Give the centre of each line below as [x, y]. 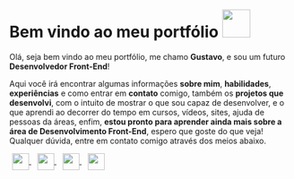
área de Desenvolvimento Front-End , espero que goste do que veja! [137, 131]
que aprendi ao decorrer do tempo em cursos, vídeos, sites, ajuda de [137, 112]
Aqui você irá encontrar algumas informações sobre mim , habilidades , [140, 83]
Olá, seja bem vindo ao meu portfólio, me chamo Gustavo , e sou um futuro [147, 56]
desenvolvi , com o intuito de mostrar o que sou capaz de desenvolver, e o [147, 102]
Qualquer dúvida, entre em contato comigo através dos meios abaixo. [138, 141]
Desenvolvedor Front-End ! [60, 66]
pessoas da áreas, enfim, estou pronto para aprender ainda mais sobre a [146, 122]
